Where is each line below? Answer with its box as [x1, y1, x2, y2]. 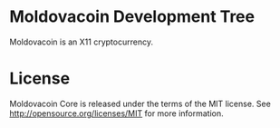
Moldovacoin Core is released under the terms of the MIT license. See [9, 98, 272, 109]
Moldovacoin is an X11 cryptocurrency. [9, 36, 154, 47]
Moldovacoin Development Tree [9, 6, 256, 27]
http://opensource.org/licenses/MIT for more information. [9, 107, 224, 119]
